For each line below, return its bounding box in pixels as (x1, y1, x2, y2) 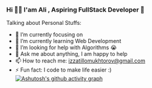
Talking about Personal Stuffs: (6, 19, 82, 27)
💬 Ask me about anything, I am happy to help (15, 50, 128, 58)
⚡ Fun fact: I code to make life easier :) (15, 66, 112, 73)
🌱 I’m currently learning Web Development (15, 38, 122, 45)
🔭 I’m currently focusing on (15, 31, 83, 38)
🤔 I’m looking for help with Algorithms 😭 (15, 44, 117, 51)
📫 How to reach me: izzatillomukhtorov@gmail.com (15, 57, 146, 64)
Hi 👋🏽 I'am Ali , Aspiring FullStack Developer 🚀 (6, 5, 145, 14)
